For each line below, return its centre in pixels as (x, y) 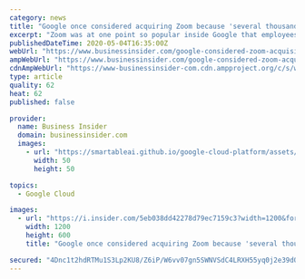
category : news (38, 18)
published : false (42, 102)
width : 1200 (48, 227)
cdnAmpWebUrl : (36, 69)
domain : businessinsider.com (73, 135)
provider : (28, 119)
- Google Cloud (46, 194)
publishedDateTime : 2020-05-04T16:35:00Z (89, 43)
